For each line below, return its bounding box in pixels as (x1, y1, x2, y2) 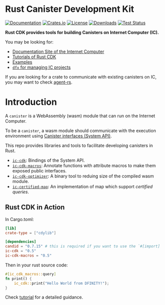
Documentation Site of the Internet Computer (12, 48, 105, 54)
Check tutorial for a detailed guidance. (5, 294, 83, 300)
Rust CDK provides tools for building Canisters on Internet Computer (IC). (5, 29, 159, 35)
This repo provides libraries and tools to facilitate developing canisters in (5, 142, 153, 148)
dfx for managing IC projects (12, 64, 71, 70)
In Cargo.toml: (5, 216, 34, 222)
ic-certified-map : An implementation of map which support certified (12, 183, 153, 189)
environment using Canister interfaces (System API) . (5, 132, 112, 139)
